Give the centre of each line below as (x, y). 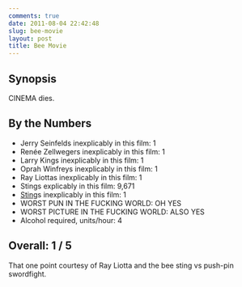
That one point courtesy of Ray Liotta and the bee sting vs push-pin (121, 265)
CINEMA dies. (32, 98)
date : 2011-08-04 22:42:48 (54, 23)
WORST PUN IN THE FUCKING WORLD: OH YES (101, 203)
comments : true (34, 16)
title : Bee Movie (38, 46)
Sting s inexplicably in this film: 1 (73, 194)
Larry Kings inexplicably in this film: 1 (82, 160)
